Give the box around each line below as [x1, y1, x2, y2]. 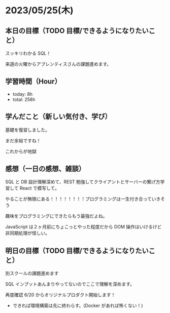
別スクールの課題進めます [5, 270, 59, 277]
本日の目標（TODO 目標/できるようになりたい [5, 26, 149, 35]
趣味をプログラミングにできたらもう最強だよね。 [5, 213, 108, 219]
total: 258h [12, 96, 36, 102]
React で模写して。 [19, 185, 60, 191]
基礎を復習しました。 [5, 127, 50, 133]
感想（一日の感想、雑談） [5, 165, 85, 173]
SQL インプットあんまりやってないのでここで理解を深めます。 [5, 281, 135, 287]
